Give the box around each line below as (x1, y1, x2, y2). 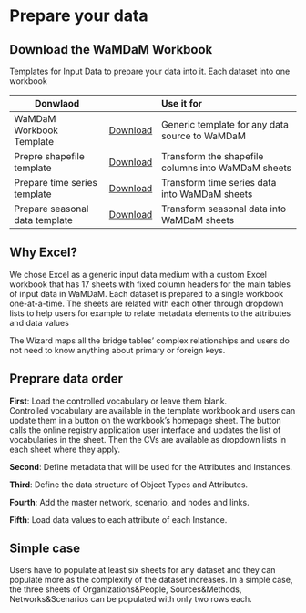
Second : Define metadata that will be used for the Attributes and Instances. (9, 461, 293, 472)
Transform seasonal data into (160, 202, 287, 215)
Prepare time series (14, 177, 97, 189)
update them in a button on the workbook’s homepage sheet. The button (9, 414, 282, 425)
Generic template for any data (160, 118, 289, 130)
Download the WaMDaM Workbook (9, 42, 213, 57)
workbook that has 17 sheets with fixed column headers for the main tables (9, 279, 291, 290)
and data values (9, 317, 70, 328)
